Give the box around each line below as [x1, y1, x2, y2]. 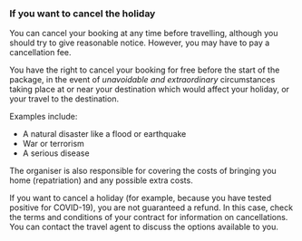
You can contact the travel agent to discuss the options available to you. [9, 221, 278, 233]
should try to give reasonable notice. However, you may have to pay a [9, 37, 270, 48]
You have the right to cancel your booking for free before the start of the [9, 64, 280, 75]
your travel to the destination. [9, 93, 120, 104]
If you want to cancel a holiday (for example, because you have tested [9, 193, 272, 204]
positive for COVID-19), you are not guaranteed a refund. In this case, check [9, 202, 293, 213]
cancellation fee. [9, 47, 72, 58]
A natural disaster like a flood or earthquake [22, 129, 187, 140]
